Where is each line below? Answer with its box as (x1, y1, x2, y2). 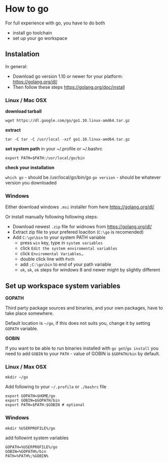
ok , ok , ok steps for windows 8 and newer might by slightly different (20, 267, 160, 273)
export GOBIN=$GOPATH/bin (5, 398, 60, 403)
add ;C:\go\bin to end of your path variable (20, 261, 111, 267)
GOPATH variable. (5, 326, 38, 332)
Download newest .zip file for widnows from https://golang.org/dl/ (12, 224, 152, 230)
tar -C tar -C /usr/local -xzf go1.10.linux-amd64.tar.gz (5, 137, 130, 142)
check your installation (5, 165, 55, 171)
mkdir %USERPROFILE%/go (5, 425, 56, 431)
